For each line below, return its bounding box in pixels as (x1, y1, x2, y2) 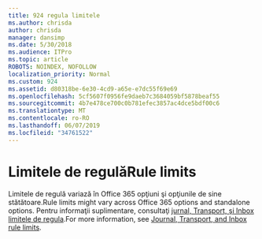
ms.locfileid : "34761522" (8, 129, 93, 136)
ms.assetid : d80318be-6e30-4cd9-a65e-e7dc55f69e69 (8, 84, 178, 93)
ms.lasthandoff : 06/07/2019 (8, 121, 101, 129)
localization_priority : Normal (8, 70, 111, 78)
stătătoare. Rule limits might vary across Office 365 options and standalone (8, 197, 250, 207)
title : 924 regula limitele (8, 11, 101, 20)
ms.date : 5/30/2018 (8, 41, 72, 49)
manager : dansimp (8, 33, 65, 42)
